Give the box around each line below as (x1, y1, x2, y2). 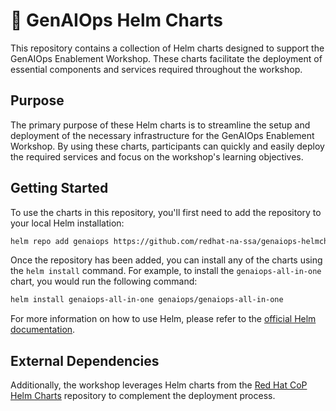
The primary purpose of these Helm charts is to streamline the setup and (10, 119, 311, 131)
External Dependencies (10, 352, 160, 369)
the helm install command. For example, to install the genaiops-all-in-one (10, 265, 322, 277)
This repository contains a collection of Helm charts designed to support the (10, 42, 325, 54)
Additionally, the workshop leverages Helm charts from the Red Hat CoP (10, 379, 308, 391)
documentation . (10, 324, 76, 336)
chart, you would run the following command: (10, 275, 198, 288)
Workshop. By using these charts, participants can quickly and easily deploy (10, 140, 325, 152)
